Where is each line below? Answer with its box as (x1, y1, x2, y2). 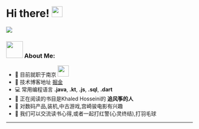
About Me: (24, 51, 55, 59)
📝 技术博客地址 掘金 (14, 78, 63, 86)
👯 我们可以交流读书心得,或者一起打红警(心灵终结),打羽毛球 (14, 110, 157, 117)
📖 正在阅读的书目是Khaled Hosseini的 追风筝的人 (14, 95, 134, 102)
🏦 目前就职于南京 (14, 71, 56, 78)
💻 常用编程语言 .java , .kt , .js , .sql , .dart (14, 86, 113, 93)
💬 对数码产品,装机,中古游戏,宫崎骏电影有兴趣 (14, 103, 123, 110)
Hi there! (6, 7, 50, 20)
